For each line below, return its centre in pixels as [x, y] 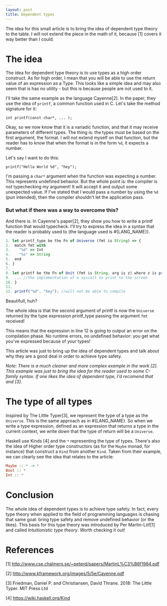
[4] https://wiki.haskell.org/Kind [38, 598]
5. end [14, 259]
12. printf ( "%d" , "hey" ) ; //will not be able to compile [66, 292]
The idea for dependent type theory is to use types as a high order [74, 73]
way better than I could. [30, 39]
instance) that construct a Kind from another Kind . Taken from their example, [84, 452]
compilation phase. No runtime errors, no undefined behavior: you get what [83, 336]
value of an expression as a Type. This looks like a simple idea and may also [83, 83]
